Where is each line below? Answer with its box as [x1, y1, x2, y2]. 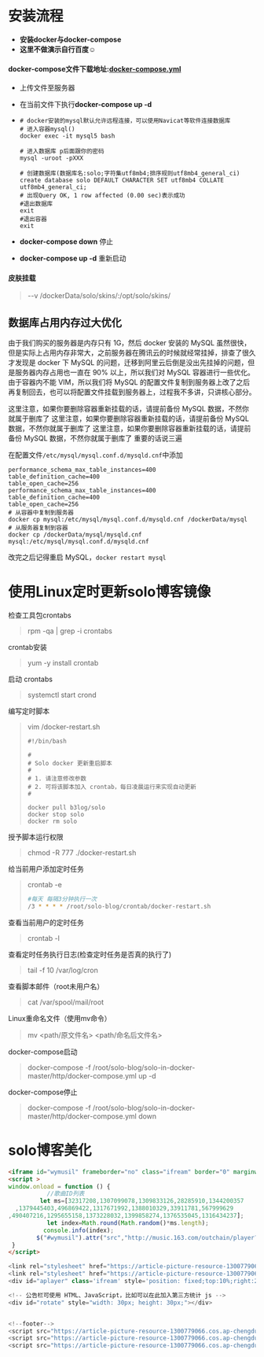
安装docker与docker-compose [19, 35, 122, 44]
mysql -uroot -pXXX [19, 154, 84, 162]
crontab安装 [8, 643, 47, 652]
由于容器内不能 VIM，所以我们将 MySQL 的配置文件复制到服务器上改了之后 [8, 378, 251, 387]
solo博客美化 [8, 1141, 92, 1160]
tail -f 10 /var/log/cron [27, 965, 98, 975]
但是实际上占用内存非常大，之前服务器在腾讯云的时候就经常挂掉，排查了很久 [8, 348, 256, 358]
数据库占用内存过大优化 [8, 315, 122, 329]
